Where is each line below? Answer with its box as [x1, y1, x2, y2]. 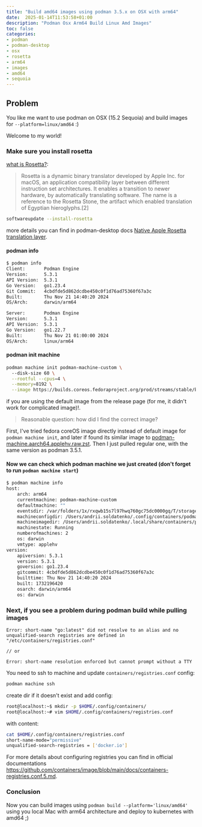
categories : [6, 31, 36, 37]
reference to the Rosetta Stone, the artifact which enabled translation [20, 198, 192, 205]
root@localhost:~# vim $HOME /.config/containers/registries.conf [6, 709, 173, 715]
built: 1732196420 [17, 581, 63, 587]
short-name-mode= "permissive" [6, 737, 82, 743]
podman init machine [6, 351, 60, 358]
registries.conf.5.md [6, 773, 56, 780]
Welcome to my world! [6, 132, 62, 139]
